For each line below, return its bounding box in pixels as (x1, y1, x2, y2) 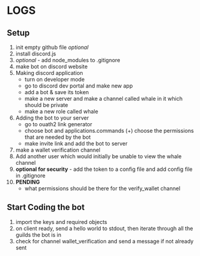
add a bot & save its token (24, 89, 89, 95)
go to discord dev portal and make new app (24, 82, 133, 89)
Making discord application (15, 69, 83, 76)
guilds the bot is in (15, 231, 62, 238)
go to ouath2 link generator (24, 121, 93, 127)
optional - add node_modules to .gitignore (15, 57, 120, 63)
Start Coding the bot (7, 202, 85, 213)
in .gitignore (15, 172, 46, 179)
